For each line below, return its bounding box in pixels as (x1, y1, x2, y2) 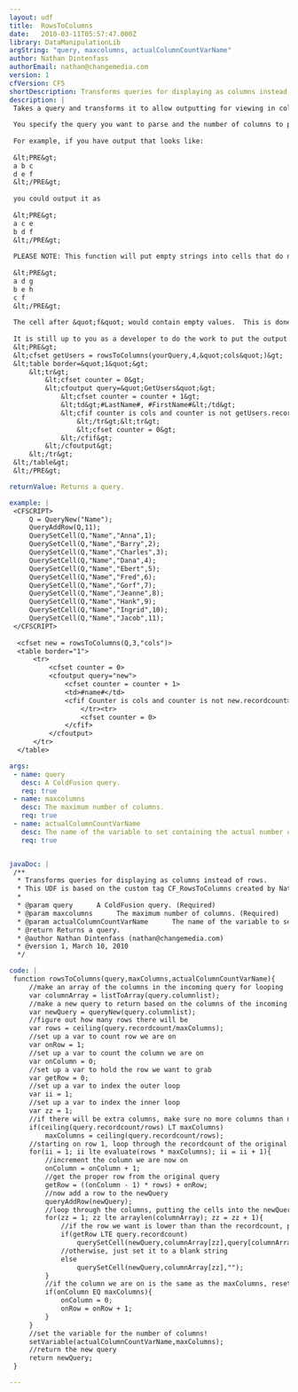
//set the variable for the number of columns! (28, 1329, 208, 1338)
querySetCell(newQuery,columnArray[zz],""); (76, 1263, 244, 1272)
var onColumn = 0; (28, 1057, 98, 1066)
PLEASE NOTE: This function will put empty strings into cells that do (12, 252, 284, 262)
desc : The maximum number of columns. (20, 803, 165, 812)
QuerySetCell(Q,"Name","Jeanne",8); (28, 589, 165, 598)
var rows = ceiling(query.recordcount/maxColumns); (28, 1024, 224, 1033)
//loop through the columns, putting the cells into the (44, 1205, 260, 1215)
